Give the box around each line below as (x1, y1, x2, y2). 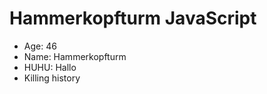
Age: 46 (23, 40, 57, 52)
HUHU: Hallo (23, 61, 77, 73)
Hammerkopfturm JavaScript (9, 7, 257, 30)
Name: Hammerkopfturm (23, 50, 127, 62)
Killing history (23, 72, 81, 84)
